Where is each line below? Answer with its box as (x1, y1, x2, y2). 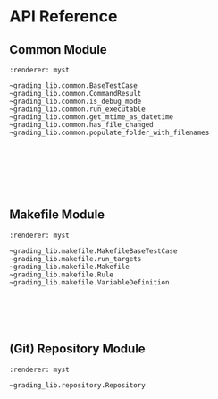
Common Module (9, 42, 107, 57)
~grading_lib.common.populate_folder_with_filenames (9, 128, 210, 137)
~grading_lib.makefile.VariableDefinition (9, 277, 170, 287)
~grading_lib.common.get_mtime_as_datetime (9, 113, 174, 122)
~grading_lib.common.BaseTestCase (9, 81, 138, 90)
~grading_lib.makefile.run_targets (9, 254, 142, 263)
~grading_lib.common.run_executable (9, 105, 146, 114)
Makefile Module (9, 208, 105, 223)
